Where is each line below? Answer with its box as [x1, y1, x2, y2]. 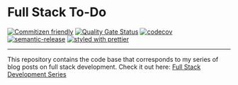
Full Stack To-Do [7, 4, 107, 20]
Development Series [7, 70, 67, 78]
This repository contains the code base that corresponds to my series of [7, 55, 219, 63]
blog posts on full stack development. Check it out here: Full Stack [7, 63, 201, 71]
